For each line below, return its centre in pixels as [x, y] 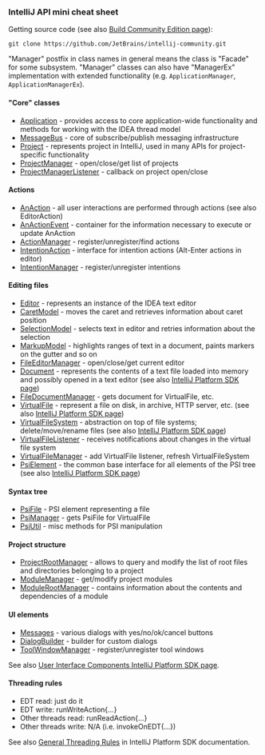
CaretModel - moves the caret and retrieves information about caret [131, 311]
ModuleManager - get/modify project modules [96, 579]
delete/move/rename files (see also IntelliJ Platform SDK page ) [123, 430]
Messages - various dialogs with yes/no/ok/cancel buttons [117, 632]
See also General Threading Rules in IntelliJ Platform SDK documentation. [129, 741]
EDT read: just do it [51, 701]
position [33, 320]
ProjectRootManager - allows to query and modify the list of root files [134, 562]
